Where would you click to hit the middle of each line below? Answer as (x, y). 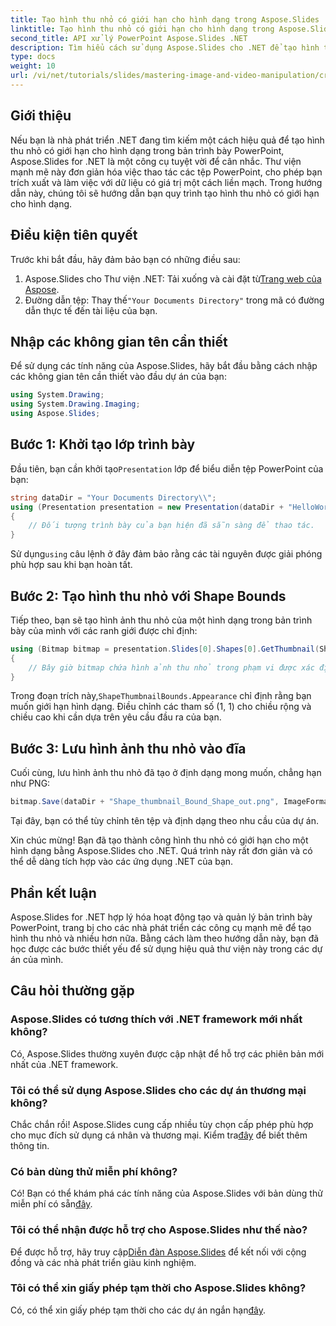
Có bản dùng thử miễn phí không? (94, 1171)
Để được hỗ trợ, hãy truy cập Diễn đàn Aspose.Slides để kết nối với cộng (158, 1252)
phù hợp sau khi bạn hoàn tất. (71, 565)
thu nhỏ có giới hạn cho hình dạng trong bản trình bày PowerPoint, (147, 150)
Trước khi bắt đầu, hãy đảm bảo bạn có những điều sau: (125, 259)
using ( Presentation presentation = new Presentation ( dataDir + (147, 507)
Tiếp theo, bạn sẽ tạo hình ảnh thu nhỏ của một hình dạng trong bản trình (161, 620)
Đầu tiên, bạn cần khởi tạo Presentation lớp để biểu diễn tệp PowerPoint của (167, 468)
